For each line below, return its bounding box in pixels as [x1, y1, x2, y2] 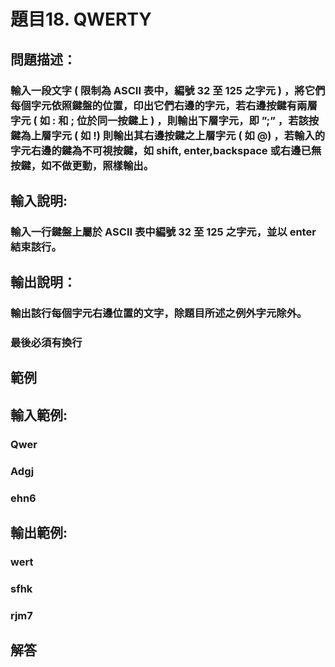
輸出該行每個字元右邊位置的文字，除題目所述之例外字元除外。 [10, 306, 308, 320]
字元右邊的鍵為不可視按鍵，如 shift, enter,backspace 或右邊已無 [10, 143, 322, 157]
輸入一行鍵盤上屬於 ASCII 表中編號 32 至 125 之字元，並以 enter [10, 225, 317, 239]
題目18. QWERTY [10, 8, 152, 31]
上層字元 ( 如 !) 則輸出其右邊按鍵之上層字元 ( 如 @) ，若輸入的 [30, 128, 326, 142]
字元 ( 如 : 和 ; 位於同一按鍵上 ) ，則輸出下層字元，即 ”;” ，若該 [10, 113, 309, 127]
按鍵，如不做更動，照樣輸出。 [10, 158, 155, 172]
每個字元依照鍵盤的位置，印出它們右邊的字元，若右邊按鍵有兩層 [10, 98, 318, 112]
